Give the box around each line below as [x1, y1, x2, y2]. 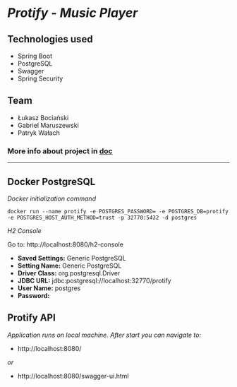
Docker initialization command [7, 194, 97, 203]
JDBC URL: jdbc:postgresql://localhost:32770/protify [17, 276, 171, 285]
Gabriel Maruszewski [17, 121, 79, 129]
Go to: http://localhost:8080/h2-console [7, 240, 123, 249]
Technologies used [7, 33, 93, 45]
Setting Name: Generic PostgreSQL [17, 261, 122, 270]
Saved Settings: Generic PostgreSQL [17, 254, 127, 262]
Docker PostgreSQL [7, 175, 96, 188]
